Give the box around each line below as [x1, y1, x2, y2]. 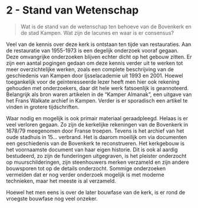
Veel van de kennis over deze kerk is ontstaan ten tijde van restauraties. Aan [6, 41, 192, 48]
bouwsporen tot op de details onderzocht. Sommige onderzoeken [6, 164, 166, 171]
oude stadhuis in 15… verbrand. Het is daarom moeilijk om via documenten [6, 133, 187, 140]
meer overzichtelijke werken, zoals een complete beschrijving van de [6, 65, 174, 72]
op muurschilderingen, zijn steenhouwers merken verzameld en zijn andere [6, 159, 190, 166]
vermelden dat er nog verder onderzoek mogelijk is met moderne [6, 171, 164, 178]
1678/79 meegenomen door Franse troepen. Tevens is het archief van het [6, 127, 184, 134]
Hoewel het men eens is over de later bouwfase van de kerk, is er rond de [6, 189, 186, 196]
